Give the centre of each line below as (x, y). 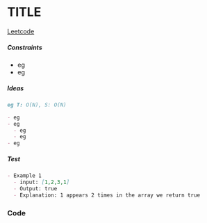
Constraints (25, 47)
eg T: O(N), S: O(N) (37, 105)
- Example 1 (24, 176)
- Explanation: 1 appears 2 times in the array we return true (107, 195)
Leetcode (21, 31)
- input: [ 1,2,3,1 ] (42, 182)
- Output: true (35, 188)
